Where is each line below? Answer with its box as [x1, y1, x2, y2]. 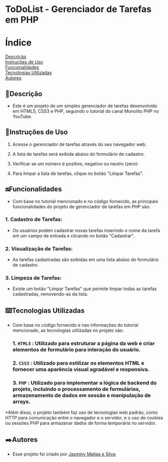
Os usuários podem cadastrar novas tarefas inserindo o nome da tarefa [12, 227, 160, 234]
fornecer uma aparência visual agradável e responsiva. [12, 366, 149, 373]
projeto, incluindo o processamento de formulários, [12, 386, 140, 393]
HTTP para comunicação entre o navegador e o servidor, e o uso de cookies [5, 415, 163, 421]
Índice [5, 37, 32, 49]
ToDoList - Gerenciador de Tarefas [5, 4, 152, 15]
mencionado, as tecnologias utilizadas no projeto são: [12, 327, 124, 334]
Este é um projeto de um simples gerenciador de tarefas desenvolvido [12, 103, 157, 109]
